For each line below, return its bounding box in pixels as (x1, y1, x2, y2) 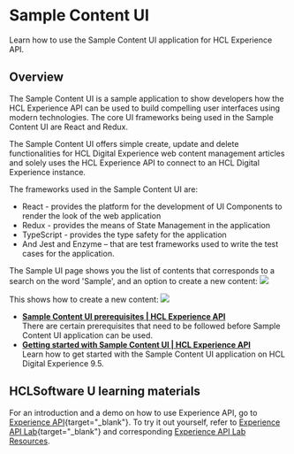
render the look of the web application (21, 210, 162, 221)
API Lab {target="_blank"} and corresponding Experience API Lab (9, 426, 246, 436)
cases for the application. (21, 248, 115, 258)
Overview (9, 70, 64, 85)
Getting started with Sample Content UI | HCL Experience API (21, 339, 252, 350)
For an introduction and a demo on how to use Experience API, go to (9, 407, 258, 418)
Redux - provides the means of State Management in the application (21, 219, 271, 230)
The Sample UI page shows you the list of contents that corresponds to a (9, 265, 275, 275)
